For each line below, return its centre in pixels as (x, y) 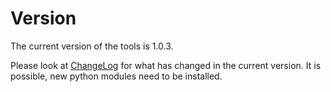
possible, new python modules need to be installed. (116, 76)
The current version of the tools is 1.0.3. (92, 46)
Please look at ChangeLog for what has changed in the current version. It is (166, 65)
